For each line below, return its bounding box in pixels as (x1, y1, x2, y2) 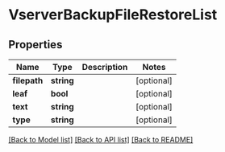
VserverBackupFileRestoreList (8, 6, 218, 24)
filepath (12, 75, 44, 86)
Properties (8, 38, 63, 51)
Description (81, 62, 128, 72)
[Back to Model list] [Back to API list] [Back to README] (8, 135, 194, 144)
